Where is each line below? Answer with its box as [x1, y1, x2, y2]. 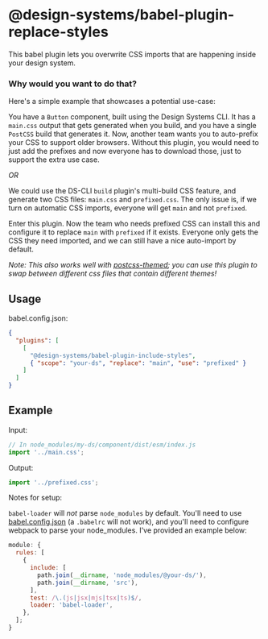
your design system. [8, 58, 76, 68]
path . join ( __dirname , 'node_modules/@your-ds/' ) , [37, 571, 207, 579]
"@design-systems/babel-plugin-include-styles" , [29, 351, 196, 359]
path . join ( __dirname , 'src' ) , [37, 579, 138, 587]
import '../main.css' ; [8, 448, 85, 456]
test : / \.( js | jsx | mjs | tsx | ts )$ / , [29, 594, 142, 602]
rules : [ [15, 549, 45, 557]
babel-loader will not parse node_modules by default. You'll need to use [8, 508, 242, 518]
